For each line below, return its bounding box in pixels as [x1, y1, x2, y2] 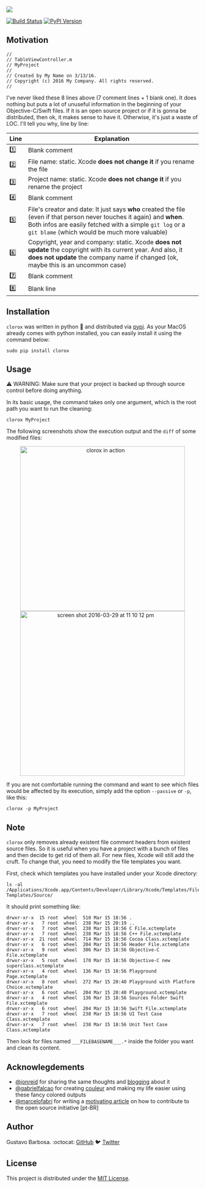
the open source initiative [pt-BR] [15, 1104, 99, 1112]
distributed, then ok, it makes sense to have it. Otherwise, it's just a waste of [6, 113, 198, 121]
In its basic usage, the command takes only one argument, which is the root [6, 399, 196, 406]
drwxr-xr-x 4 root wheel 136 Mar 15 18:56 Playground [6, 968, 157, 974]
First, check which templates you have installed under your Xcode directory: [6, 870, 198, 877]
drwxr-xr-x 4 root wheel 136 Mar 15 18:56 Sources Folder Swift [6, 995, 184, 1001]
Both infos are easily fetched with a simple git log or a [27, 220, 185, 228]
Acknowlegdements [6, 1062, 85, 1072]
